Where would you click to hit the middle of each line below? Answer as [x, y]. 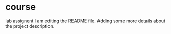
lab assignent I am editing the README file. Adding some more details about [86, 21]
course [20, 7]
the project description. [30, 26]
